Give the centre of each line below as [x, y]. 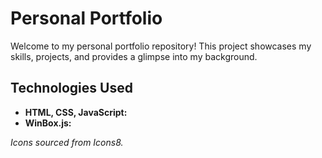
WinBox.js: [48, 123]
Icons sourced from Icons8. [67, 142]
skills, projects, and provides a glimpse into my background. [134, 56]
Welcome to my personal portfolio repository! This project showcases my [161, 46]
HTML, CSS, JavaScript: [76, 112]
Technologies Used [71, 88]
